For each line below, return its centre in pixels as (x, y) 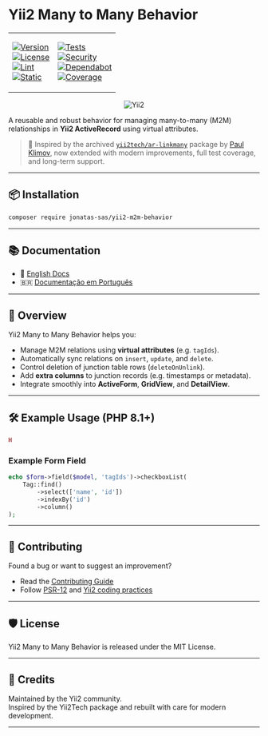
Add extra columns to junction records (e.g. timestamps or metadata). (135, 376)
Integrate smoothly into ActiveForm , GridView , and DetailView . (124, 384)
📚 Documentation (55, 251)
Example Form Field (47, 460)
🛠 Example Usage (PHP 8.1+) (82, 418)
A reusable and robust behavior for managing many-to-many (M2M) (120, 120)
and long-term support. (66, 161)
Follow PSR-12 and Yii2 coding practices (86, 590)
